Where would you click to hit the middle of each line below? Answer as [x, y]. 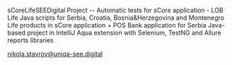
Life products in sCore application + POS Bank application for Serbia [107, 25]
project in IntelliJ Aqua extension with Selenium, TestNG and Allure [124, 32]
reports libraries [31, 40]
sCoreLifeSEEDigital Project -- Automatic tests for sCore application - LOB [116, 10]
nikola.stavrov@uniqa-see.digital [55, 54]
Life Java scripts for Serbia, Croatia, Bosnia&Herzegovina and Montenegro [116, 18]
